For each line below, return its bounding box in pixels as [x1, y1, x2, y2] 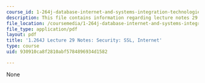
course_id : [6, 9, 34, 15]
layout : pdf [6, 32, 37, 38]
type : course [6, 43, 40, 49]
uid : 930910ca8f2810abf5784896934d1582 [6, 49, 108, 55]
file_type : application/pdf [6, 26, 78, 32]
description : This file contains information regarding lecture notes [6, 15, 190, 21]
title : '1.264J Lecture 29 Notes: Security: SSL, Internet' [6, 37, 163, 43]
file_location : [6, 20, 45, 26]
